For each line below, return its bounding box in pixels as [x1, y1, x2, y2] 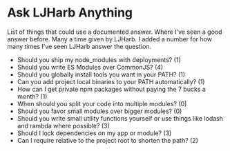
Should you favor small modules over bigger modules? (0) [17, 107, 182, 115]
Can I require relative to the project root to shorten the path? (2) [17, 136, 199, 144]
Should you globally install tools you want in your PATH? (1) [17, 70, 185, 79]
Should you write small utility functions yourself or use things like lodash [17, 114, 223, 122]
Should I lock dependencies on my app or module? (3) [17, 129, 172, 137]
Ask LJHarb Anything [7, 5, 133, 21]
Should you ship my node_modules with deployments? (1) [17, 55, 181, 63]
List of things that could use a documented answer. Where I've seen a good [7, 28, 222, 36]
